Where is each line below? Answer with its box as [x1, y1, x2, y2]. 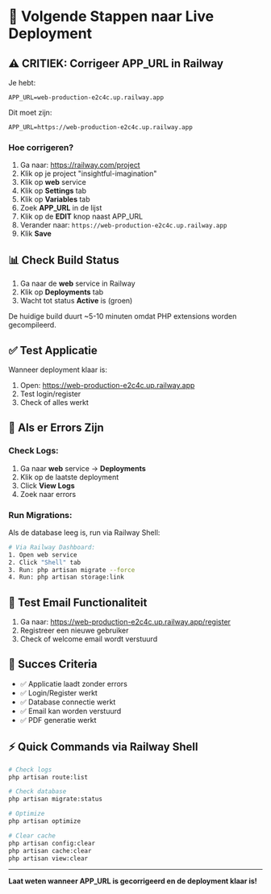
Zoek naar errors [19, 489, 77, 499]
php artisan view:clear [8, 854, 89, 863]
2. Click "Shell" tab [8, 558, 81, 566]
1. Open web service [8, 550, 78, 559]
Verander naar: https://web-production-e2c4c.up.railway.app [19, 220, 227, 230]
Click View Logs [19, 480, 75, 491]
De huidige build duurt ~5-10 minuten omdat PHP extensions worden [8, 311, 237, 321]
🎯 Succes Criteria [8, 658, 98, 671]
